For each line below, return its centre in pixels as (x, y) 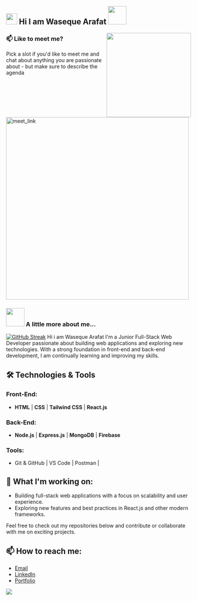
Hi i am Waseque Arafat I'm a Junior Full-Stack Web (110, 337)
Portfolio (25, 580)
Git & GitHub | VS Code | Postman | (57, 463)
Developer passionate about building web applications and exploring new (95, 343)
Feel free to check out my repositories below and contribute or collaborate (96, 526)
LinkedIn (25, 575)
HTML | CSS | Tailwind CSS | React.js (61, 407)
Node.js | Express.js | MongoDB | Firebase (67, 435)
